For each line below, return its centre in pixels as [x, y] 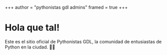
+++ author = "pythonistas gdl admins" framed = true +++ [66, 7]
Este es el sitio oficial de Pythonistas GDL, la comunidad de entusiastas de [83, 41]
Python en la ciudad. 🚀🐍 [30, 47]
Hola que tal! [32, 28]
